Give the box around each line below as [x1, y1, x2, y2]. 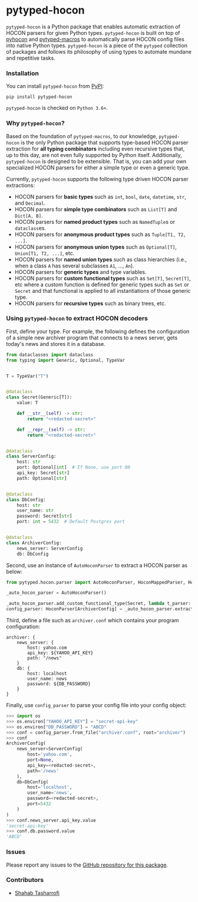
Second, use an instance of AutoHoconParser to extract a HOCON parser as [6, 561, 187, 568]
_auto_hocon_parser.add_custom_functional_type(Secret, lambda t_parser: [6, 600, 192, 607]
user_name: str [16, 508, 54, 514]
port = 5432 [27, 801, 51, 807]
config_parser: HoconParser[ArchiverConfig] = [6, 606, 123, 612]
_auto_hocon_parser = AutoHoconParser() [6, 590, 107, 596]
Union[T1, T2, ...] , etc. [14, 249, 75, 257]
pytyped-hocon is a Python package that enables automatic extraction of [6, 23, 181, 30]
